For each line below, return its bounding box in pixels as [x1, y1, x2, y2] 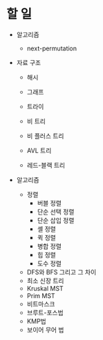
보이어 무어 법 [26, 326, 64, 334]
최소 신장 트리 [26, 277, 64, 285]
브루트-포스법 [26, 308, 64, 317]
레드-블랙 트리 [26, 161, 66, 169]
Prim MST [26, 291, 56, 300]
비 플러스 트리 [26, 132, 64, 140]
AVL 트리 [26, 146, 52, 154]
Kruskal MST [26, 284, 64, 292]
